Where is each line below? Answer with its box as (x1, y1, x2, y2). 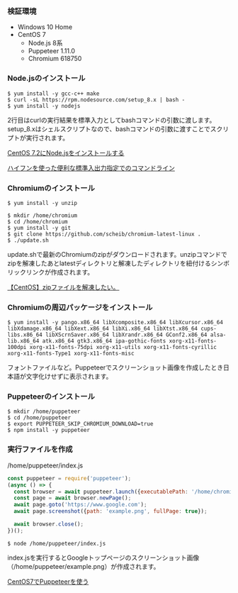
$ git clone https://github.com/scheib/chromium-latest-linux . (7, 231, 201, 238)
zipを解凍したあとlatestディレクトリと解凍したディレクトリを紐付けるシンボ (7, 259, 230, 267)
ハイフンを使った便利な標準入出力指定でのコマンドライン (7, 163, 175, 172)
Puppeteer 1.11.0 (28, 47, 76, 55)
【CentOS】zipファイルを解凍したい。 (7, 282, 120, 292)
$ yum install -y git (7, 224, 72, 231)
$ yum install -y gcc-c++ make (7, 90, 100, 97)
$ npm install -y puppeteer (7, 427, 91, 434)
